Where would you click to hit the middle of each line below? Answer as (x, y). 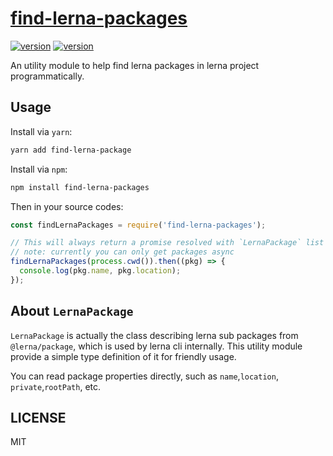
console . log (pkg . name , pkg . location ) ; (100, 271)
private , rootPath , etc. (56, 386)
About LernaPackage (72, 311)
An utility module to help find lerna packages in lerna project (135, 65)
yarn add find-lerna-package (71, 150)
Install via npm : (39, 169)
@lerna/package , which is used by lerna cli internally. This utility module (156, 346)
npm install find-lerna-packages (80, 187)
